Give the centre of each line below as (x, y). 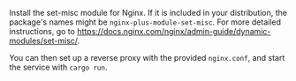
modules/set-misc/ (43, 40)
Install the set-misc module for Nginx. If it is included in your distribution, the (148, 13)
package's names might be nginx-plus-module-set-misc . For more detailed (145, 22)
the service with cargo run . (58, 67)
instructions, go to (42, 31)
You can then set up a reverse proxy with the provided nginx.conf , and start (147, 58)
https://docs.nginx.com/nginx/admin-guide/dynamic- (174, 31)
